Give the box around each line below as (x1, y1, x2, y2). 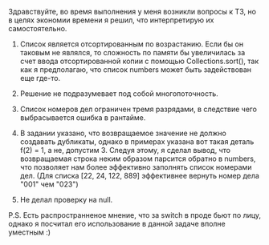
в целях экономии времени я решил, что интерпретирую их (8, 15, 214, 25)
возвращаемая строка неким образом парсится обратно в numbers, (19, 154, 256, 163)
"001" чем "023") (19, 179, 79, 189)
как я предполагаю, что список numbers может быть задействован (19, 65, 251, 74)
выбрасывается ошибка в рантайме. (19, 113, 146, 122)
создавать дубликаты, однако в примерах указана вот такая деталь (19, 137, 255, 147)
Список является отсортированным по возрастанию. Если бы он (19, 39, 243, 49)
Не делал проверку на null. (19, 195, 113, 204)
